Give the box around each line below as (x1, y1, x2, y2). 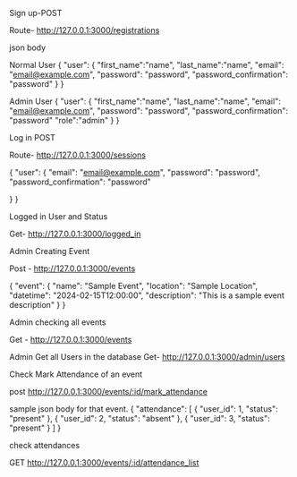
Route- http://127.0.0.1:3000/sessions (9, 149, 146, 160)
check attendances (9, 440, 81, 450)
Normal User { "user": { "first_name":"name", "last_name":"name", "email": (9, 60, 284, 70)
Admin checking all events (9, 317, 106, 328)
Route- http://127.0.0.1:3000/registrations (9, 25, 160, 35)
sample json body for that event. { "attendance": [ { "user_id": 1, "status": (9, 404, 279, 414)
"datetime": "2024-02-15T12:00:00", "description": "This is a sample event (9, 290, 284, 301)
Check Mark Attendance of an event (9, 369, 143, 379)
